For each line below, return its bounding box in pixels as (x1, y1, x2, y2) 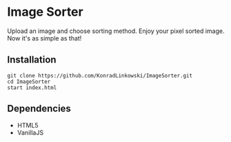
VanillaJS (17, 128, 43, 137)
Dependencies (7, 103, 71, 115)
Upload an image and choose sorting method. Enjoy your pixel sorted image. (7, 27, 225, 35)
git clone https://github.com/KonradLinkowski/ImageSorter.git (7, 72, 193, 79)
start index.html (7, 84, 57, 91)
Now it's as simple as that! (7, 34, 82, 42)
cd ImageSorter (7, 78, 51, 85)
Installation (7, 54, 57, 66)
